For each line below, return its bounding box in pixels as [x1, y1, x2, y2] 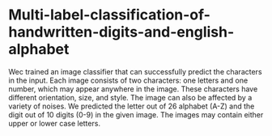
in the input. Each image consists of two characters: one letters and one [8, 75, 249, 85]
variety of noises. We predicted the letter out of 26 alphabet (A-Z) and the [8, 101, 255, 111]
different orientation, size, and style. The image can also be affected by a [8, 92, 253, 102]
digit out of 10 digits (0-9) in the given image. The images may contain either [8, 109, 264, 119]
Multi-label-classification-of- [8, 6, 210, 24]
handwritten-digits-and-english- [8, 23, 235, 41]
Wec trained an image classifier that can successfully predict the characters [8, 66, 262, 76]
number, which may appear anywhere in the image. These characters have [8, 83, 258, 94]
